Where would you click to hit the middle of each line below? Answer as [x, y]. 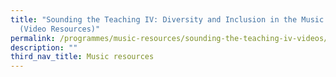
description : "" [44, 47]
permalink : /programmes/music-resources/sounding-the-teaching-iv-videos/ [169, 38]
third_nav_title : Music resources [82, 57]
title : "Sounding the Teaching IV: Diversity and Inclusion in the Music [167, 19]
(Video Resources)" [60, 29]
